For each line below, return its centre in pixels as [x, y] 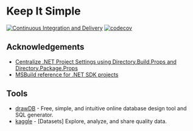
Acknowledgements [45, 47]
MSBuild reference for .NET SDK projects [67, 75]
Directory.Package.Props [46, 68]
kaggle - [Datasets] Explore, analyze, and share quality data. [91, 121]
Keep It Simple [44, 11]
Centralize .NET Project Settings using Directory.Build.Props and [96, 61]
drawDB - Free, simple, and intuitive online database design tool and [101, 108]
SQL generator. [34, 115]
